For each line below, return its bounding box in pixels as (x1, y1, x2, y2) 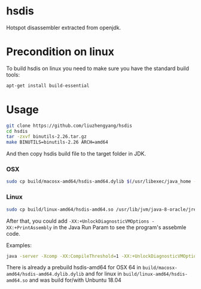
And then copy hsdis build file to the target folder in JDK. (6, 150, 147, 157)
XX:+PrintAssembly (6, 224, 52, 231)
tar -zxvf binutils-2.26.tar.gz (6, 133, 87, 140)
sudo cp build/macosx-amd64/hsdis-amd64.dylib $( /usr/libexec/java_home (6, 178, 191, 185)
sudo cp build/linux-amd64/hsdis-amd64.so (6, 206, 114, 212)
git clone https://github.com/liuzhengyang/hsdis (6, 123, 133, 129)
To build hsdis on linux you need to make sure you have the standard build (6, 65, 190, 72)
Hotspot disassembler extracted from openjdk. (6, 24, 121, 31)
